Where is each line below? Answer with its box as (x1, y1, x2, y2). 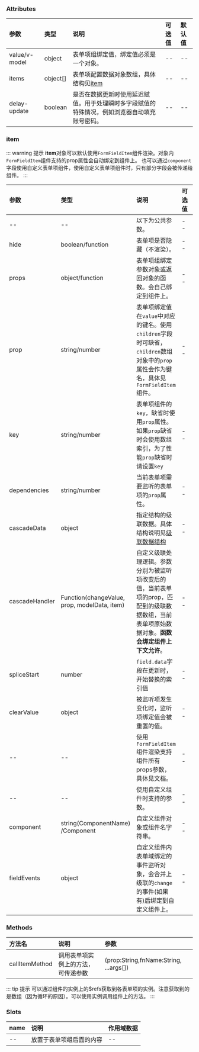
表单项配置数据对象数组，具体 (72, 70, 156, 79)
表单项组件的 (136, 400, 172, 408)
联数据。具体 (136, 520, 172, 528)
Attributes (6, 5, 36, 13)
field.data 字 (136, 657, 173, 665)
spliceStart (9, 670, 40, 678)
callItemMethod (9, 960, 53, 968)
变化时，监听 (136, 704, 172, 712)
